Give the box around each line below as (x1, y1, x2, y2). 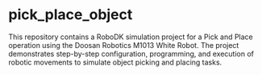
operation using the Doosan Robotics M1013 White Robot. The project (8, 40, 239, 49)
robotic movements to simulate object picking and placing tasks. (8, 57, 222, 67)
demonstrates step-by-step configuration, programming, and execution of (8, 49, 254, 58)
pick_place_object (8, 6, 133, 24)
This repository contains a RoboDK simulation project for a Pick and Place (8, 32, 254, 41)
